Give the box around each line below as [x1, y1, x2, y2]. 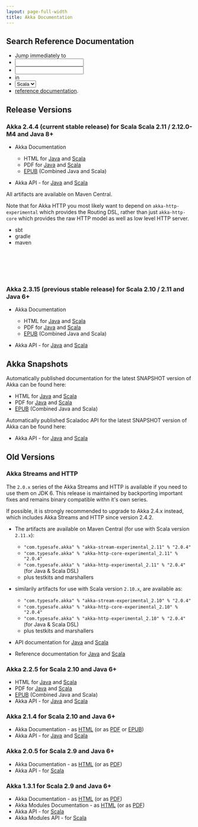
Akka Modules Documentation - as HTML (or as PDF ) [14, 801, 145, 809]
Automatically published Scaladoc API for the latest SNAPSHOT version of [6, 417, 187, 424]
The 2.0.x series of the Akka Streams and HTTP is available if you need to [6, 483, 188, 490]
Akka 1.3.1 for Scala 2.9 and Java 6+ [6, 782, 111, 790]
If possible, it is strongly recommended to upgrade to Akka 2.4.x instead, [6, 507, 184, 515]
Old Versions [6, 452, 55, 462]
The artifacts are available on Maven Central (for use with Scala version [14, 525, 190, 532]
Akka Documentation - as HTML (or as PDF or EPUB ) [14, 726, 144, 733]
